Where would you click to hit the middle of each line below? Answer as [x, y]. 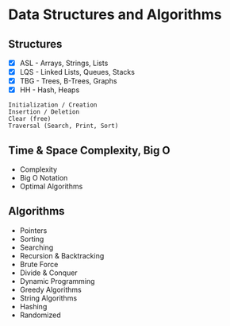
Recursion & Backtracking [62, 255]
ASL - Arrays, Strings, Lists [64, 63]
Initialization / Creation [53, 105]
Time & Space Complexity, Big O [89, 150]
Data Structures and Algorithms [115, 15]
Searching [36, 247]
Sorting [32, 239]
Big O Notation [44, 178]
